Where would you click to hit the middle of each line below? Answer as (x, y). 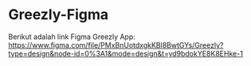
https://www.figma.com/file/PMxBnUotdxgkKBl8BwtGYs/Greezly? (116, 45)
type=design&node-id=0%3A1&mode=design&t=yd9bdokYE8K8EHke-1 (125, 53)
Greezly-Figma (59, 15)
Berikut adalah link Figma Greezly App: (72, 37)
